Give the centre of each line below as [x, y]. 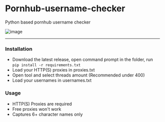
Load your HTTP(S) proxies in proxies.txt [53, 70]
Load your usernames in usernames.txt [52, 80]
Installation [19, 49]
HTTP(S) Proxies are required [42, 104]
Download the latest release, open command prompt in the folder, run [82, 60]
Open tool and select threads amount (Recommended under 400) [78, 75]
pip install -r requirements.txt [46, 65]
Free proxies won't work [37, 109]
